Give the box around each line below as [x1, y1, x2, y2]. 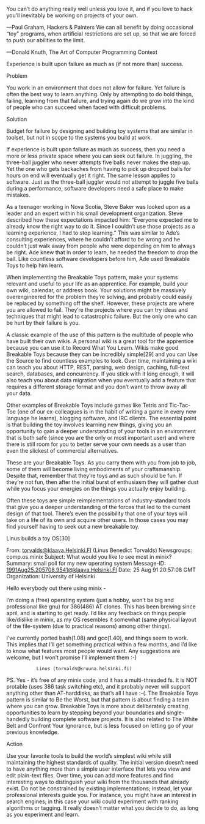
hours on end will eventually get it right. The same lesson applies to [6, 172, 176, 179]
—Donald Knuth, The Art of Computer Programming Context [6, 48, 157, 56]
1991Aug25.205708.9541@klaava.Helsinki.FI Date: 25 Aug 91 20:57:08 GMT [6, 566, 196, 573]
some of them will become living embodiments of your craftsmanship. [6, 466, 182, 472]
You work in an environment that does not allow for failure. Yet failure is [6, 84, 186, 91]
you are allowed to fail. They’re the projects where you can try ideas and [6, 306, 188, 313]
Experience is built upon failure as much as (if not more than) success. [6, 61, 184, 67]
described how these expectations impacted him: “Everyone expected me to [6, 216, 199, 223]
